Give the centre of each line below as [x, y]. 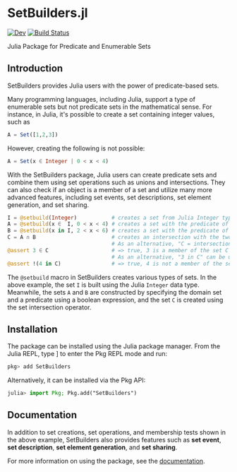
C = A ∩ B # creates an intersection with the [113, 237]
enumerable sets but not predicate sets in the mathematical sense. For [110, 107]
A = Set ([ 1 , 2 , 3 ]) [33, 135]
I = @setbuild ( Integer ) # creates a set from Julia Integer [113, 218]
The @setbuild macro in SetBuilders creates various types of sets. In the [112, 277]
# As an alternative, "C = [151, 244]
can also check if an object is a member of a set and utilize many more [110, 189]
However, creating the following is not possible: [76, 148]
